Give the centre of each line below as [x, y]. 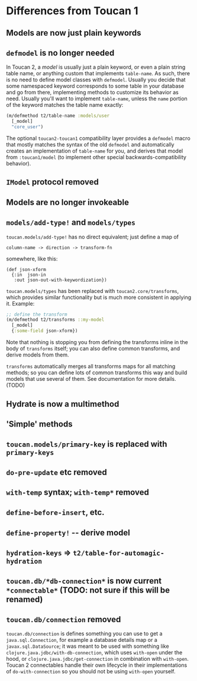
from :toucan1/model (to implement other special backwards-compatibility [96, 157]
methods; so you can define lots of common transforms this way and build [97, 373]
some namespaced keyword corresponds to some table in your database [95, 86]
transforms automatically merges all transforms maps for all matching [91, 367]
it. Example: [20, 303]
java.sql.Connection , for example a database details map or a [82, 640]
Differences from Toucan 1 [72, 11]
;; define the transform [37, 314]
